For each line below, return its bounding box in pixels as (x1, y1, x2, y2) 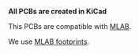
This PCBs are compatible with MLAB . (8, 22, 132, 31)
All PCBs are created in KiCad (8, 7, 107, 16)
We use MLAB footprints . (8, 37, 89, 46)
